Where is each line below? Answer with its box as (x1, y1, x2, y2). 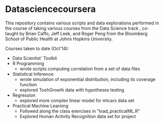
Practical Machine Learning (12, 103, 68, 109)
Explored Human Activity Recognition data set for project (19, 113, 136, 119)
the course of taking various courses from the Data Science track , (5, 25, 141, 31)
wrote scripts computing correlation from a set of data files (19, 66, 140, 72)
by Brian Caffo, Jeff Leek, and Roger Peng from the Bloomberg (19, 30, 148, 36)
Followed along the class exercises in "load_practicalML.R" (19, 108, 140, 114)
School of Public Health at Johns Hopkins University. (5, 36, 113, 42)
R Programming (12, 60, 45, 66)
